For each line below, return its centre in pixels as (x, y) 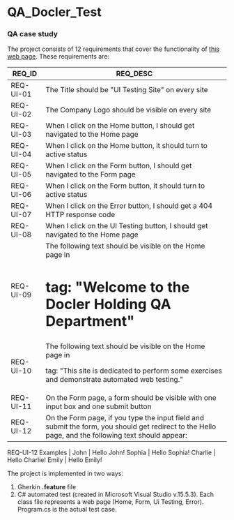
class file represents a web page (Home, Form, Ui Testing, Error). (110, 502)
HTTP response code (80, 215)
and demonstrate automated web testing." (114, 379)
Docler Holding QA (108, 304)
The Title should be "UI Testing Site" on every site (126, 90)
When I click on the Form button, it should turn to (125, 186)
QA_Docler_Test (55, 12)
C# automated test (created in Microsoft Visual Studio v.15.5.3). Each (116, 494)
